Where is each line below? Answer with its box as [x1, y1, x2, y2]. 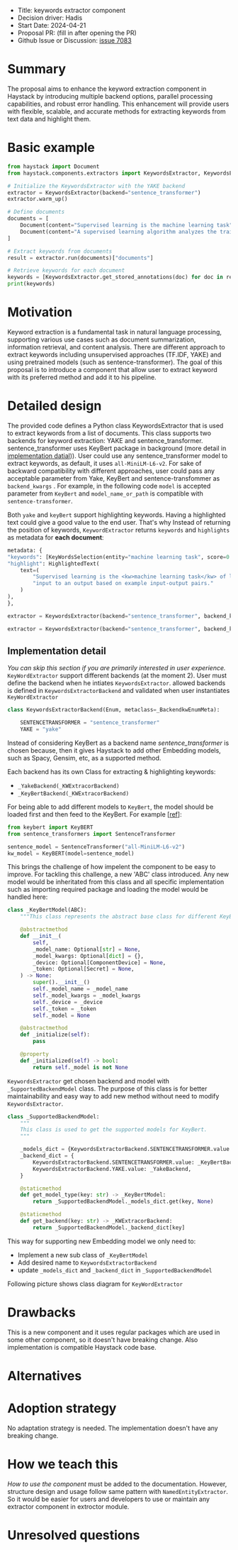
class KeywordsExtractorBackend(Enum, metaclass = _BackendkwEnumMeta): [7, 706, 220, 714]
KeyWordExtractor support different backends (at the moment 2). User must [7, 671, 227, 680]
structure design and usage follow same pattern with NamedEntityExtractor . [7, 1487, 229, 1495]
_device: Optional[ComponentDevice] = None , [33, 959, 166, 966]
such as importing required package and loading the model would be [7, 885, 209, 894]
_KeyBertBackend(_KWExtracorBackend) [17, 790, 130, 797]
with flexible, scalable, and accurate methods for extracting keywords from [7, 107, 227, 116]
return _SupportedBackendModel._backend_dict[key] [33, 1224, 186, 1231]
